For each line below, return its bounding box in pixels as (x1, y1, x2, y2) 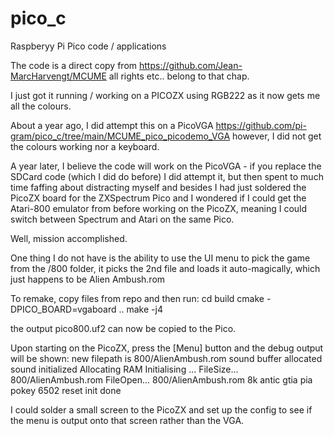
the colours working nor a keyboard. (10, 140, 160, 152)
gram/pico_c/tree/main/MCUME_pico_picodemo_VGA (10, 130, 231, 142)
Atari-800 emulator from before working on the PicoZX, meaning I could (10, 202, 308, 214)
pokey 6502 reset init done (10, 384, 122, 396)
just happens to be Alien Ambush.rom (10, 273, 166, 285)
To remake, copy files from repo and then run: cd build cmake (10, 292, 265, 304)
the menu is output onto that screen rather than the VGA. (10, 414, 245, 426)
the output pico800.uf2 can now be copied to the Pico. (10, 322, 237, 334)
